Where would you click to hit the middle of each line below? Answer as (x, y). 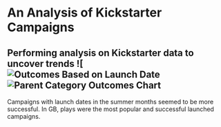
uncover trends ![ (45, 63)
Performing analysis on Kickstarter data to (101, 53)
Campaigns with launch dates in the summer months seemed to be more (110, 102)
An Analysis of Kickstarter (85, 13)
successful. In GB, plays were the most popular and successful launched (110, 109)
